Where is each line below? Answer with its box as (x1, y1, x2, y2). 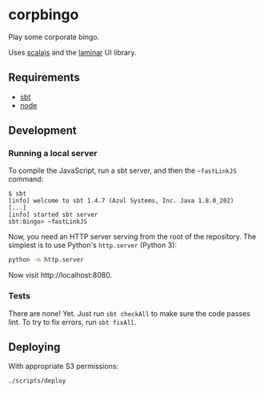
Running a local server (8, 148, 98, 159)
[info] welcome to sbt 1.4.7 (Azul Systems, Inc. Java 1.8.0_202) (8, 197, 234, 205)
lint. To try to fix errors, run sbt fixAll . (8, 317, 137, 327)
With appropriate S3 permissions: (8, 362, 118, 371)
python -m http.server (8, 256, 84, 264)
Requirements (8, 70, 80, 85)
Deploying (8, 340, 61, 354)
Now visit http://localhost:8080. (8, 271, 113, 280)
